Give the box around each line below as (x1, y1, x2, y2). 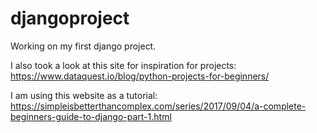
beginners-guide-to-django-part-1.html (10, 110, 172, 122)
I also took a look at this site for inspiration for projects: (10, 59, 237, 71)
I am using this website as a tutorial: (10, 89, 158, 101)
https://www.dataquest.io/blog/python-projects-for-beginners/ (10, 70, 270, 82)
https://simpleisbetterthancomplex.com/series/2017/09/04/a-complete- (10, 100, 307, 112)
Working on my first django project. (10, 40, 157, 52)
